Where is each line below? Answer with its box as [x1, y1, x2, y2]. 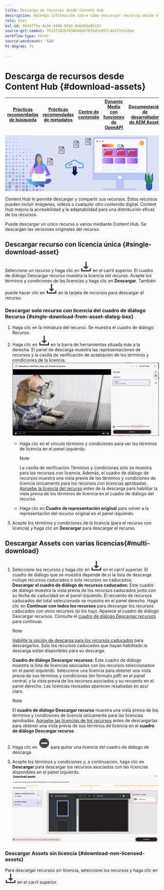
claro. [12, 688, 24, 694]
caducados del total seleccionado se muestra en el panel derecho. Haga [12, 598, 158, 604]
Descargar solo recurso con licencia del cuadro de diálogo [5, 307, 146, 314]
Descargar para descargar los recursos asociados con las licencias [12, 764, 148, 769]
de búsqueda [9, 117, 37, 122]
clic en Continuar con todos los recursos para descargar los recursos [12, 603, 154, 608]
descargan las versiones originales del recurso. [5, 226, 101, 232]
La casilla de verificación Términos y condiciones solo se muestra [19, 465, 152, 470]
